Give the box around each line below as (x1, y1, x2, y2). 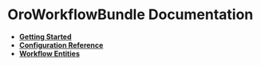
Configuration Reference (18, 40, 104, 49)
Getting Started (18, 32, 73, 41)
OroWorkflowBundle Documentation (7, 6, 254, 24)
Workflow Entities (18, 49, 81, 58)
